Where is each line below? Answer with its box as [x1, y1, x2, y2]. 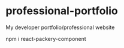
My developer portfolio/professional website [5, 24, 115, 31]
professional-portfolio [5, 4, 118, 18]
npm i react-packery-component [5, 35, 86, 42]
